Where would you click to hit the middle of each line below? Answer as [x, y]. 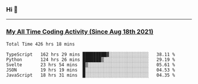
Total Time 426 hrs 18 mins [41, 44]
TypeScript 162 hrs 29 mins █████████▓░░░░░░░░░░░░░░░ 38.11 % [91, 54]
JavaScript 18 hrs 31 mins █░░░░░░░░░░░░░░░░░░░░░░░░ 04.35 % [91, 75]
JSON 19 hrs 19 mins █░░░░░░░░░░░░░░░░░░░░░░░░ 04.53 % [91, 70]
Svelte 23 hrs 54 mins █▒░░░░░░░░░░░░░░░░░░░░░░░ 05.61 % [91, 64]
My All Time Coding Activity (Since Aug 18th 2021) [80, 32]
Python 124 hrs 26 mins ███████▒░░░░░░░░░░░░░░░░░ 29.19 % [91, 59]
